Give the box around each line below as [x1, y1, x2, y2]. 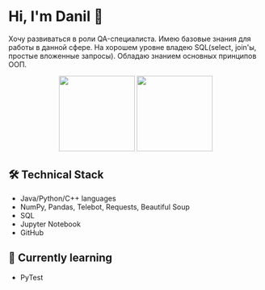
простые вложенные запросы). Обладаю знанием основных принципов [8, 51, 257, 60]
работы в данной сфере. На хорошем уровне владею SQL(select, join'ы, [8, 42, 257, 52]
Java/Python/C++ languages [19, 193, 116, 203]
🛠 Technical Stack [8, 168, 104, 182]
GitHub [19, 227, 44, 237]
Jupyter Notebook [19, 219, 81, 229]
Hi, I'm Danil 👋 [8, 7, 103, 26]
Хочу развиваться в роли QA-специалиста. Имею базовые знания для [8, 34, 251, 43]
